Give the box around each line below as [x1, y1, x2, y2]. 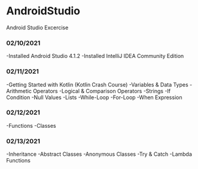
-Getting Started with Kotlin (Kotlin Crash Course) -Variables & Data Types [6, 81, 188, 88]
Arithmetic [6, 87, 32, 94]
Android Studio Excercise [6, 24, 69, 31]
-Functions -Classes [6, 122, 56, 129]
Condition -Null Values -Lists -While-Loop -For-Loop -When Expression [6, 94, 182, 101]
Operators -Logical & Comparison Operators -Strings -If [32, 87, 171, 94]
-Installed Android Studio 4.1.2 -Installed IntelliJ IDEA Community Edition [6, 53, 184, 60]
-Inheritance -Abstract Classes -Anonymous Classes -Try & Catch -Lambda [6, 150, 193, 158]
